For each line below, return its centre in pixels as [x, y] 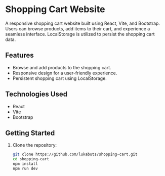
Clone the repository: [35, 145]
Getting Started [30, 133]
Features [19, 55]
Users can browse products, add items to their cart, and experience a [78, 28]
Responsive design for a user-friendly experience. [65, 73]
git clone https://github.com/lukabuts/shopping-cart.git [75, 155]
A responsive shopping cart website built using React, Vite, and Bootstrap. [83, 23]
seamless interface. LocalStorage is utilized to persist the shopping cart [80, 34]
